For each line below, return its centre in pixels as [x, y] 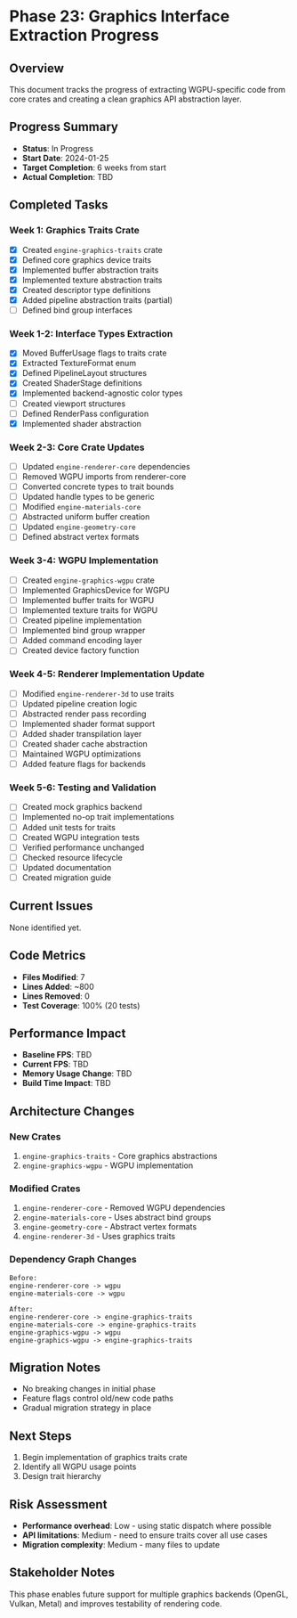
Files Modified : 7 [53, 977]
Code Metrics [48, 956]
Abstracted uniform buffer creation [86, 517]
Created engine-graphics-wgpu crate [88, 580]
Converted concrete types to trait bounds [98, 486]
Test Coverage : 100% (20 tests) [81, 1005]
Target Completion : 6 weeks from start [94, 168]
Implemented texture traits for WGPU [90, 610]
